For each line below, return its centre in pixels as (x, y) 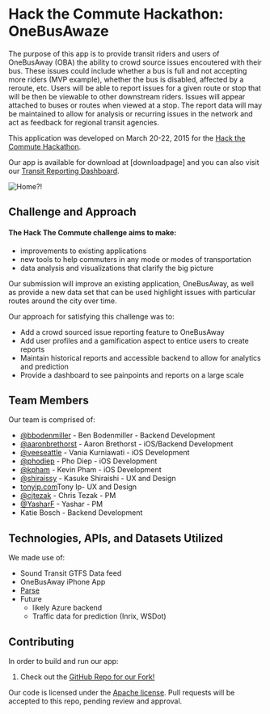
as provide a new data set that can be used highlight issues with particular (132, 292)
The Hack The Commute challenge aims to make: (93, 232)
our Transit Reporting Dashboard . (64, 171)
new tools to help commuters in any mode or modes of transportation (136, 259)
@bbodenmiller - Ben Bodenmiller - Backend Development (118, 435)
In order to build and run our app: (63, 661)
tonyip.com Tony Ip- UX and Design (78, 487)
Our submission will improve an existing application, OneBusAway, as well (131, 283)
